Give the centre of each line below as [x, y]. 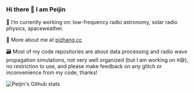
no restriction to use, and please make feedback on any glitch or [84, 67]
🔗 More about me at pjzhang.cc [44, 40]
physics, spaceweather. [35, 28]
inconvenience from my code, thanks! [52, 72]
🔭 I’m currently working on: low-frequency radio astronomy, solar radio [92, 22]
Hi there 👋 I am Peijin [36, 9]
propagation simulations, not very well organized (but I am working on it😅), [97, 60]
